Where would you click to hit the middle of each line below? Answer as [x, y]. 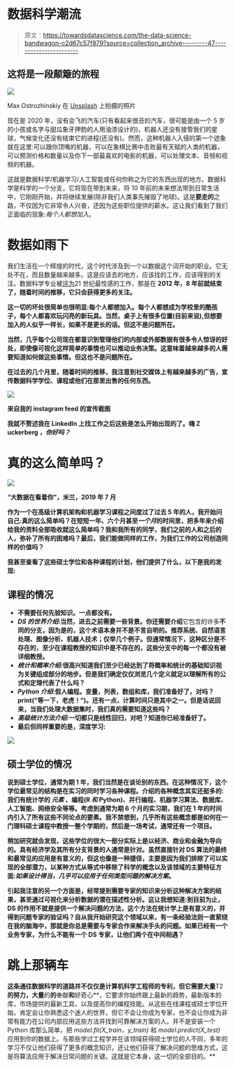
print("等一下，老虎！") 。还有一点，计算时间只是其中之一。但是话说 [116, 701]
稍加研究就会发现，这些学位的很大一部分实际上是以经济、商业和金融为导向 [114, 841]
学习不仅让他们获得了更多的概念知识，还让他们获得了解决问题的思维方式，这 [117, 1047]
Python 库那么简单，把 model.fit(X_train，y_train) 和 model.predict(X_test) [114, 1030]
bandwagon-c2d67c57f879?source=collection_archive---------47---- [125, 43]
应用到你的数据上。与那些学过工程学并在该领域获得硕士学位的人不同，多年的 [117, 1039]
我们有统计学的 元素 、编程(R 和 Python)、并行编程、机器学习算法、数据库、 [117, 800]
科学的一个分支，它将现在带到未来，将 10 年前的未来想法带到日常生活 [119, 188]
